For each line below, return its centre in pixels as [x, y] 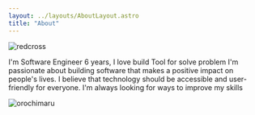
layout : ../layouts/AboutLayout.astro [74, 16]
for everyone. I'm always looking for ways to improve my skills [139, 87]
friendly [21, 87]
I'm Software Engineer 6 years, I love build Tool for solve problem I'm [123, 62]
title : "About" [34, 23]
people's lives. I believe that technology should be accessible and [118, 79]
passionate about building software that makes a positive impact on [121, 70]
